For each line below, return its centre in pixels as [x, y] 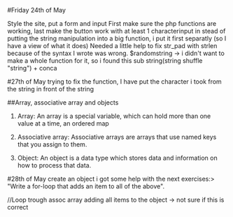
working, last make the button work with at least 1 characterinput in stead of [116, 31]
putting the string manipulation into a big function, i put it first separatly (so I [117, 38]
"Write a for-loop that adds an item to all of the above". [86, 186]
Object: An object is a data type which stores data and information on [118, 158]
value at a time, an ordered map [63, 124]
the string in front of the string [51, 89]
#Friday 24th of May [37, 10]
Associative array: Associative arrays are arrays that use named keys [117, 137]
